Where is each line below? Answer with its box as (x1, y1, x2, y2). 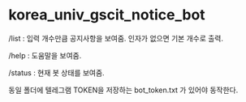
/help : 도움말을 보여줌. (8, 50, 82, 60)
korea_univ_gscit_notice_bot (8, 6, 205, 24)
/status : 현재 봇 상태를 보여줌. (8, 67, 105, 78)
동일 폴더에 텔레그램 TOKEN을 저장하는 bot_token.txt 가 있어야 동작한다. (8, 85, 239, 95)
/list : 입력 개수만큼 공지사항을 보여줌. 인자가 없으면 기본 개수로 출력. (8, 33, 224, 43)
